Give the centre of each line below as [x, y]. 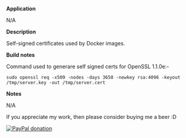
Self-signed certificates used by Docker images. [66, 43]
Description [21, 32]
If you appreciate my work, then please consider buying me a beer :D [92, 117]
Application [21, 9]
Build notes [21, 55]
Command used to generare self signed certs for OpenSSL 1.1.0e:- [88, 66]
